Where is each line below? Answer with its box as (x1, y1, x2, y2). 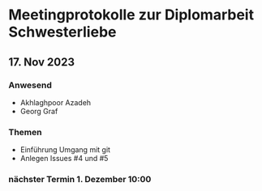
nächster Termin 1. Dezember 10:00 (8, 174, 152, 185)
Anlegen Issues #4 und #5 (19, 154, 109, 163)
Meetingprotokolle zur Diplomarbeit (8, 6, 254, 24)
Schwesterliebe (8, 23, 117, 41)
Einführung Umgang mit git (19, 145, 111, 155)
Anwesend (8, 79, 53, 91)
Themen (8, 126, 42, 138)
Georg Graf (19, 106, 58, 116)
